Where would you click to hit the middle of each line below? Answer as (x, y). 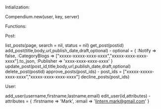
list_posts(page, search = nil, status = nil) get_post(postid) (64, 45)
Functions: (16, 26)
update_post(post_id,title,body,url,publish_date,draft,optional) (68, 66)
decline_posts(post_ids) (105, 77)
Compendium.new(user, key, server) (42, 17)
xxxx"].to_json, (21, 61)
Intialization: (17, 7)
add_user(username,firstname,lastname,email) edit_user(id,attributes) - (78, 96)
